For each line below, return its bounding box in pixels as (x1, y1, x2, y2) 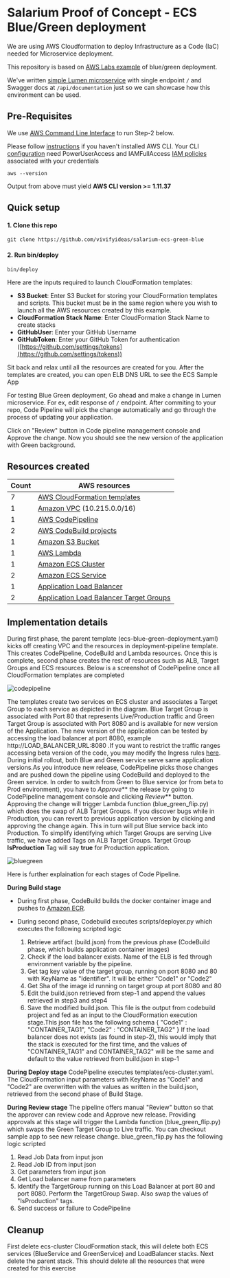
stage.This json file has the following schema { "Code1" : (27, 1018, 187, 1027)
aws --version (7, 170, 48, 176)
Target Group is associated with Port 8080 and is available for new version (7, 720, 218, 728)
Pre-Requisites (7, 111, 73, 122)
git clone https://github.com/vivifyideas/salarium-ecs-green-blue (7, 236, 205, 243)
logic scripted (7, 1140, 46, 1148)
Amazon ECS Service (37, 571, 106, 580)
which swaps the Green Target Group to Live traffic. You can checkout (7, 1125, 206, 1134)
